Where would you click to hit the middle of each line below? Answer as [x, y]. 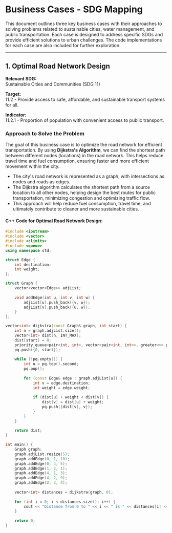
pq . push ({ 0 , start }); [37, 350]
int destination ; [33, 265]
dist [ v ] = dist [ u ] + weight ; [73, 402]
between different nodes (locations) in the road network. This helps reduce [84, 156]
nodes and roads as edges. [41, 182]
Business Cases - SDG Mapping [74, 9]
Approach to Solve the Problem [45, 133]
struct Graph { [21, 283]
